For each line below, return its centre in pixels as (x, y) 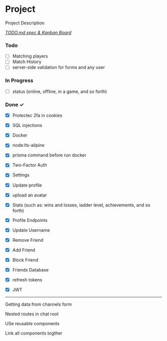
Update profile (27, 185)
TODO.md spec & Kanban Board (38, 32)
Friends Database (30, 270)
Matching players (30, 56)
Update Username (31, 230)
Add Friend (24, 250)
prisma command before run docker (49, 155)
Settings (21, 175)
